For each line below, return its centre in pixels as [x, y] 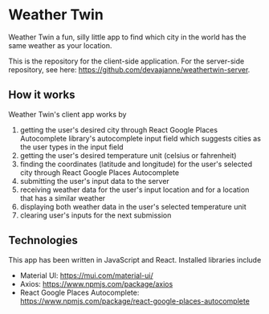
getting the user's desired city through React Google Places [119, 129]
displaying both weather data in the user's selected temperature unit [133, 206]
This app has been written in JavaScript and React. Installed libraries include [135, 259]
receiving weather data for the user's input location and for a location [134, 190]
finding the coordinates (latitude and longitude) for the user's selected [136, 164]
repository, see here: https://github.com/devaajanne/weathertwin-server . [129, 69]
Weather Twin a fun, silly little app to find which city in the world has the [127, 37]
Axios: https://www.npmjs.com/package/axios [96, 283]
